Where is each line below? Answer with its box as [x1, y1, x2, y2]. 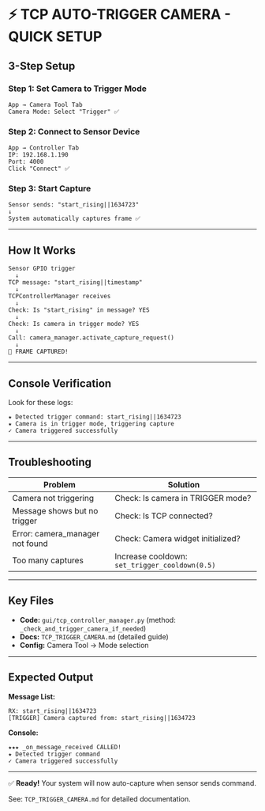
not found [12, 538, 49, 549]
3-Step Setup [8, 59, 76, 73]
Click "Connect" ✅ [8, 165, 70, 173]
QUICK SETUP [8, 28, 103, 46]
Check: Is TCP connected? [114, 510, 213, 521]
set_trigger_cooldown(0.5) [114, 560, 216, 570]
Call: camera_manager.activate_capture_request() [8, 334, 175, 342]
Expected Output [8, 671, 94, 684]
